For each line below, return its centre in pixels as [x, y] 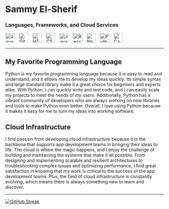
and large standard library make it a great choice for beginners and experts [83, 84]
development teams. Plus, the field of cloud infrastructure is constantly [79, 176]
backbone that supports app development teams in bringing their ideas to [81, 145]
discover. [15, 187]
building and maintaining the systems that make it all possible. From [75, 155]
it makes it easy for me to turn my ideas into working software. [70, 111]
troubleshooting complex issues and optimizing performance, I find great [81, 166]
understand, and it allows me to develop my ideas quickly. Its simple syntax [83, 79]
